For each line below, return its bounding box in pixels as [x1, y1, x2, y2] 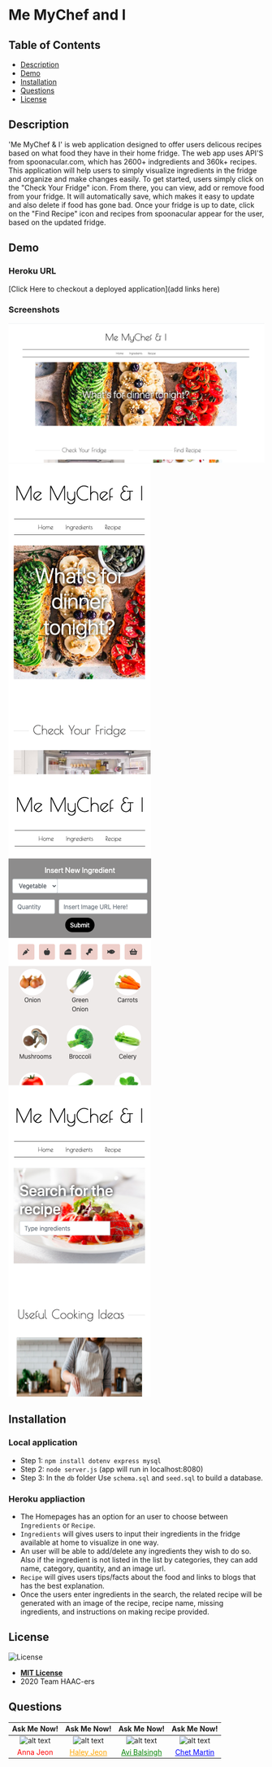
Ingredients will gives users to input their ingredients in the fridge [19, 1528, 241, 1538]
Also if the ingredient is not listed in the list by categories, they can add [19, 1554, 258, 1564]
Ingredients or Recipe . [19, 1520, 96, 1530]
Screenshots [8, 304, 60, 315]
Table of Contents [8, 38, 101, 52]
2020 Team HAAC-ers [19, 1676, 95, 1686]
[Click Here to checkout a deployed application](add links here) [8, 283, 221, 294]
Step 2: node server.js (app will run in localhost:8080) [19, 1464, 204, 1474]
